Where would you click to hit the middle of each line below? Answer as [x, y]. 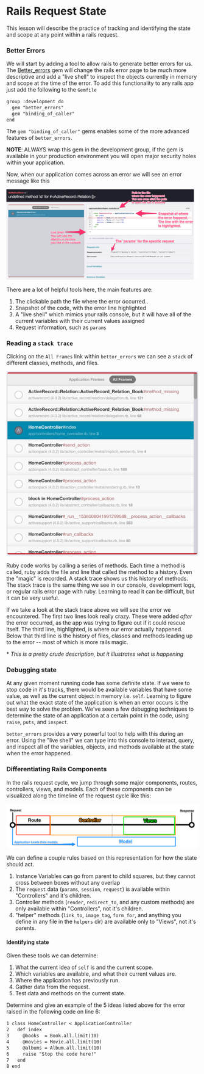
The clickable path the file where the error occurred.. [82, 301]
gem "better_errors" [38, 108]
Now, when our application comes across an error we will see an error [94, 175]
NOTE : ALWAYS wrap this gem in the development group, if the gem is [95, 150]
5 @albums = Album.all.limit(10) [54, 1048]
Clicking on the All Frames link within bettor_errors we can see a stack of [100, 357]
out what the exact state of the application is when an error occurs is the [97, 703]
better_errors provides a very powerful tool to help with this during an [95, 734]
